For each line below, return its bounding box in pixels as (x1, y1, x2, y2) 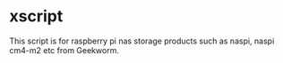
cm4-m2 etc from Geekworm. (9, 44, 119, 55)
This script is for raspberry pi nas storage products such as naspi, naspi (9, 35, 275, 46)
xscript (9, 6, 64, 27)
